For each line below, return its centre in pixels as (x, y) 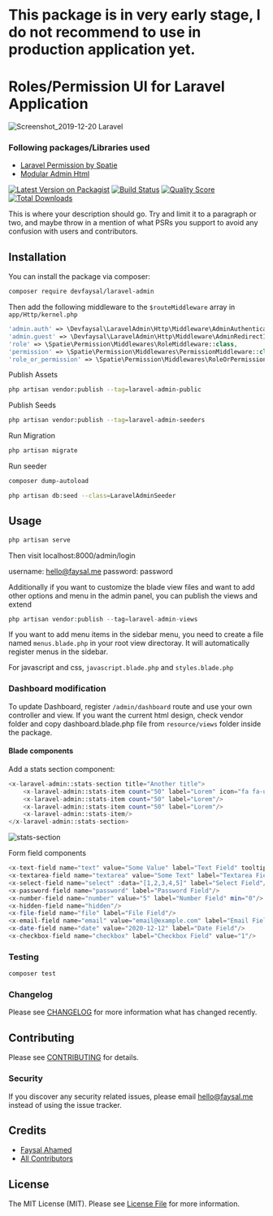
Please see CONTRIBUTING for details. (74, 1057)
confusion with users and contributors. (73, 231)
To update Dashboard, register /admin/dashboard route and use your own (130, 706)
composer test (32, 974)
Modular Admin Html (55, 174)
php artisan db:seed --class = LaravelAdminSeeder (92, 495)
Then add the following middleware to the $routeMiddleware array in (122, 307)
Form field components (48, 853)
